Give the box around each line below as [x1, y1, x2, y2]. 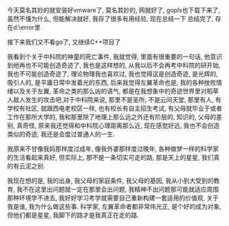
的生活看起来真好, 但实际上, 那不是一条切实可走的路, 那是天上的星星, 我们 [7, 154, 214, 161]
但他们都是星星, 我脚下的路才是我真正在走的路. [7, 211, 140, 219]
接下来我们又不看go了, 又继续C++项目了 [7, 38, 121, 46]
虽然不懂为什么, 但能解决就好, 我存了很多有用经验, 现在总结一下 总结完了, [7, 14, 214, 23]
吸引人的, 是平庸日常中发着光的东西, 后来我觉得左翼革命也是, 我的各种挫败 [7, 79, 217, 86]
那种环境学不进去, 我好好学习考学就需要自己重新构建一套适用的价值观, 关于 [7, 194, 219, 202]
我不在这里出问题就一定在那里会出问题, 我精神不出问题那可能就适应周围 [16, 185, 219, 193]
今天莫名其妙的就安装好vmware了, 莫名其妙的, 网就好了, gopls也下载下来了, [7, 6, 220, 14]
